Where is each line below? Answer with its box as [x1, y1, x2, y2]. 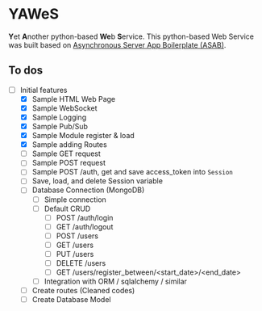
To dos [8, 64, 44, 78]
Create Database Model [31, 295, 111, 305]
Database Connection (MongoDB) [31, 185, 145, 195]
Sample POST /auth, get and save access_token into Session [31, 167, 234, 177]
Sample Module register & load [31, 131, 135, 141]
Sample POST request [31, 158, 106, 168]
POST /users [56, 231, 99, 241]
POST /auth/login [56, 212, 114, 222]
